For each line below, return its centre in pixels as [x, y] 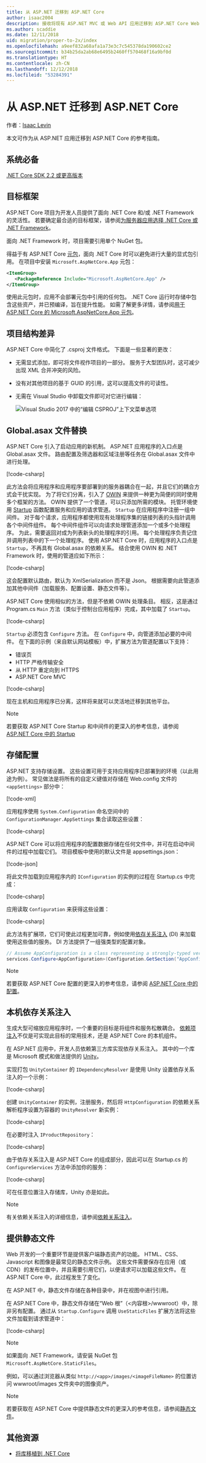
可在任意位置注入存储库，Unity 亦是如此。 [59, 1192]
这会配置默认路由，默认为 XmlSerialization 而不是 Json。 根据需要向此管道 [100, 581]
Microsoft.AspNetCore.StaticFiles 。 [53, 1363]
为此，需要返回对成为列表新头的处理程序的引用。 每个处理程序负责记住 [108, 533]
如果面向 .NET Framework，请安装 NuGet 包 [62, 1356]
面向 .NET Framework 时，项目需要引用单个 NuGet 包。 [76, 240]
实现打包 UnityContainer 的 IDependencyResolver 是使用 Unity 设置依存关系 [101, 1069]
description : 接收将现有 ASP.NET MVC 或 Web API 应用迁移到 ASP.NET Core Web [103, 23]
